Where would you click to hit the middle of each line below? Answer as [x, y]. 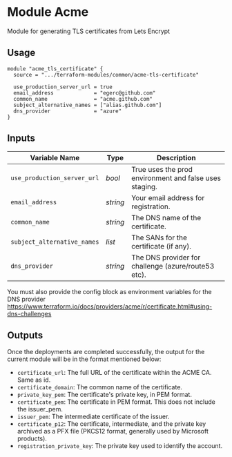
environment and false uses [176, 178]
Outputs [25, 335]
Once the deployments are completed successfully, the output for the [106, 352]
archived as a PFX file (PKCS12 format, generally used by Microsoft [113, 431]
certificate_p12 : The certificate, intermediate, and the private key [112, 424]
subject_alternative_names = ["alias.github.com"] [88, 105]
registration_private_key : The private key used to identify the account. [120, 446]
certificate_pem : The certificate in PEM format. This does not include [116, 402]
